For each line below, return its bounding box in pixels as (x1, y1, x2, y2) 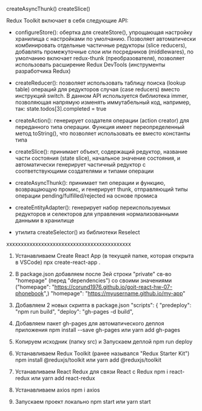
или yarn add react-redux (31, 375, 95, 382)
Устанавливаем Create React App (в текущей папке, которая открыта (15, 252, 194, 259)
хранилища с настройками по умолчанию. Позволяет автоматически (15, 35, 196, 42)
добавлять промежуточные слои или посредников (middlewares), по (15, 48, 194, 55)
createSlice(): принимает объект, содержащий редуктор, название (15, 148, 188, 155)
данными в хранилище (15, 217, 75, 224)
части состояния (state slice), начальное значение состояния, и (15, 154, 181, 162)
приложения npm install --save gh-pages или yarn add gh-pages (15, 326, 181, 333)
